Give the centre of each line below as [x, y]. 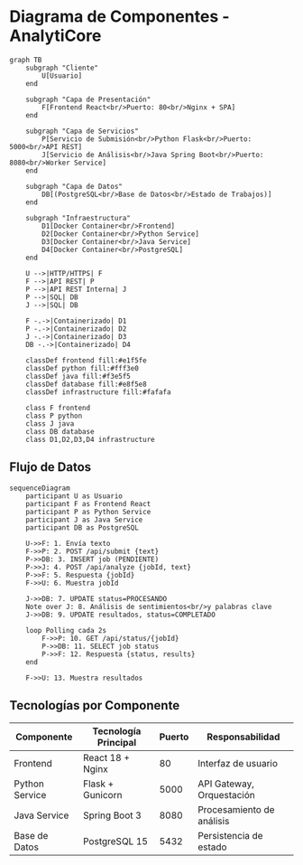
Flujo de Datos [50, 467]
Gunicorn [102, 794]
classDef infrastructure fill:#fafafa [98, 392]
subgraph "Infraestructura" [78, 218]
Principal [117, 742]
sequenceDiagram [40, 488]
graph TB [26, 60]
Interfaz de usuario [238, 763]
